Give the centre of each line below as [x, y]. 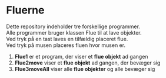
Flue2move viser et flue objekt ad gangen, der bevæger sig [87, 63]
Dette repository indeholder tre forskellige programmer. [73, 26]
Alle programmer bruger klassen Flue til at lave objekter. [74, 32]
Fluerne [25, 10]
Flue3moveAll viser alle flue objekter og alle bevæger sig [85, 69]
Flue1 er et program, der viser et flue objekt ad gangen [81, 56]
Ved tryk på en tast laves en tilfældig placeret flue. [67, 39]
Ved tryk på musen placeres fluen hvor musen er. [66, 45]
